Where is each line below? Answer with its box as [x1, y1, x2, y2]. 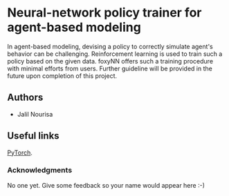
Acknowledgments [7, 166, 73, 175]
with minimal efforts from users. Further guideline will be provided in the [7, 64, 212, 72]
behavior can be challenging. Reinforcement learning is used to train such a [7, 50, 223, 58]
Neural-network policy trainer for [7, 5, 202, 21]
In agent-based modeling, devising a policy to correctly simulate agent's [7, 42, 213, 50]
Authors [7, 92, 44, 104]
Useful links [7, 130, 60, 142]
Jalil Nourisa [17, 110, 53, 118]
